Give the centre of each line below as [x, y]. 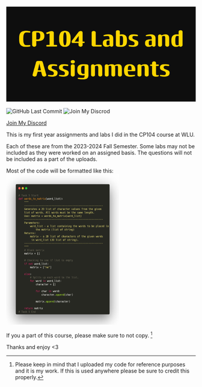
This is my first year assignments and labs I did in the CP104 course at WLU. [101, 134]
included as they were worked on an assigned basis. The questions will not [99, 153]
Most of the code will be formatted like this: [60, 171]
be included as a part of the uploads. [52, 159]
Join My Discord [26, 123]
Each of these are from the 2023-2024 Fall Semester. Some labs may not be [101, 146]
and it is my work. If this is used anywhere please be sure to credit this [102, 371]
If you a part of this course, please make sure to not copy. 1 [79, 335]
